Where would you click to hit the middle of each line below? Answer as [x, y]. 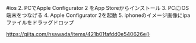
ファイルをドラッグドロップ [40, 22]
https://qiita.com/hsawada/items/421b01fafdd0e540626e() [78, 34]
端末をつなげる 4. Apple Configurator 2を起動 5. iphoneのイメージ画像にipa [98, 15]
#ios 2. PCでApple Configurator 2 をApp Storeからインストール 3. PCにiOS [97, 8]
